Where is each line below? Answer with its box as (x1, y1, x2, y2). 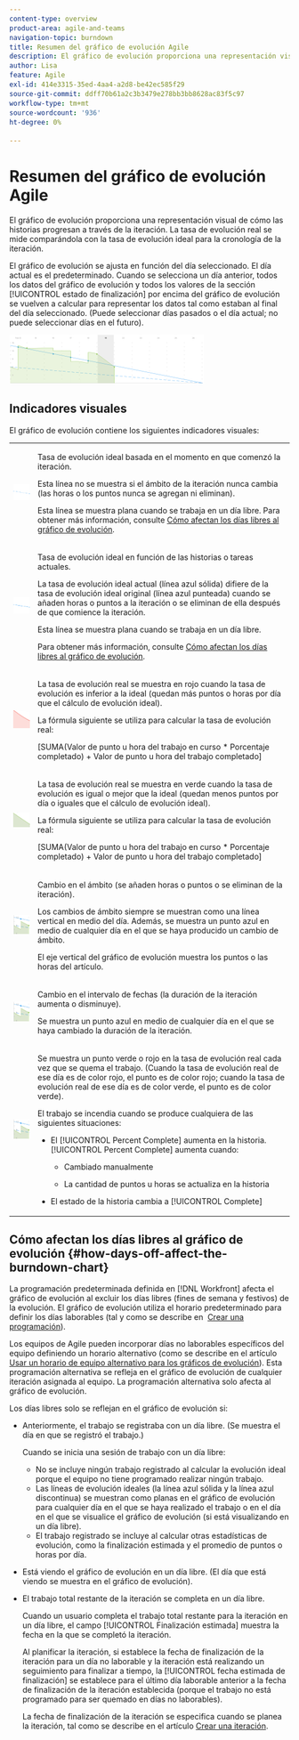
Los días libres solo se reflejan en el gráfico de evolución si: (9, 1403, 229, 1414)
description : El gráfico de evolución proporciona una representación (9, 52, 277, 61)
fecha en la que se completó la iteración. (21, 1630, 172, 1640)
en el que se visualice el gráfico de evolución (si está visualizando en (35, 1511, 289, 1522)
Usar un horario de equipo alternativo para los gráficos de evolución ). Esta (9, 1357, 283, 1368)
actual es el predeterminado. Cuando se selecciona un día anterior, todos (9, 270, 278, 280)
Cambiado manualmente (63, 1161, 154, 1172)
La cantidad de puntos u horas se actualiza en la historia (63, 1179, 270, 1190)
